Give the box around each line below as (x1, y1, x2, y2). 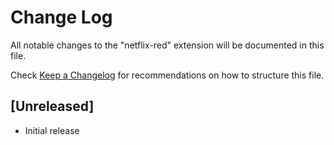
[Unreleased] (10, 98, 95, 115)
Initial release (24, 124, 80, 136)
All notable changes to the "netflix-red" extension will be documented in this (10, 39, 325, 51)
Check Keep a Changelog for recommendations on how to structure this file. (10, 69, 325, 81)
